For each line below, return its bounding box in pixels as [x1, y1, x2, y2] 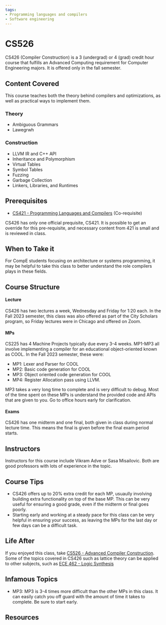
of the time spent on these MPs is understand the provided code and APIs [5, 392, 156, 398]
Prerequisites [5, 197, 48, 206]
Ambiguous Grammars [12, 121, 58, 127]
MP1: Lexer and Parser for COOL [12, 361, 79, 367]
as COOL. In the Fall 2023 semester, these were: [5, 351, 104, 357]
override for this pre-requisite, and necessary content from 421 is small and [5, 225, 160, 231]
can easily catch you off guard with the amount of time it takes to [12, 593, 145, 600]
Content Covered [5, 79, 59, 88]
